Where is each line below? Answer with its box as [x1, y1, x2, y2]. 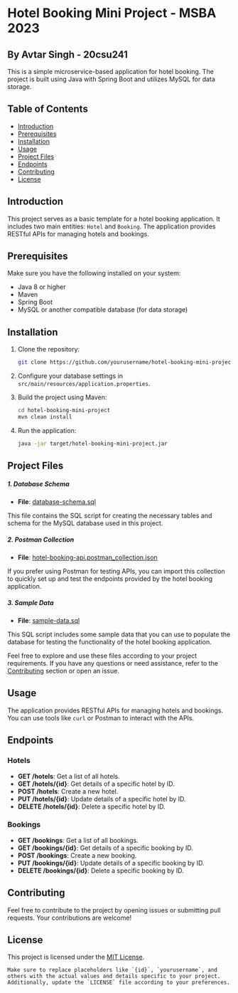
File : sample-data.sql [17, 616, 80, 625]
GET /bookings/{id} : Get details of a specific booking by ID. [17, 844, 194, 852]
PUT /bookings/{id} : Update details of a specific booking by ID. [17, 858, 205, 867]
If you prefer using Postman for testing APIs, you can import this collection [7, 567, 225, 576]
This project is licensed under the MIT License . [7, 952, 145, 962]
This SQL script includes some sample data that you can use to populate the [7, 630, 231, 639]
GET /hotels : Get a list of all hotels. [17, 772, 120, 780]
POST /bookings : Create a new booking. [17, 851, 137, 859]
